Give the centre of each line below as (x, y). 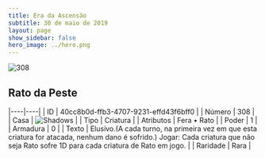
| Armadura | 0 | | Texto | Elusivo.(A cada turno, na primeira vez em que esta (133, 129)
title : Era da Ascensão (48, 15)
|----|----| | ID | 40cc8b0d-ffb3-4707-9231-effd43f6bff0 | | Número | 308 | (132, 111)
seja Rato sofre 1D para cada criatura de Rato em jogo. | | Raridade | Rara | (130, 145)
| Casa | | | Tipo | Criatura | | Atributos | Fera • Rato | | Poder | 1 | (133, 120)
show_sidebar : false (42, 38)
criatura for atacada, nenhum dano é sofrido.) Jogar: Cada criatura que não (132, 137)
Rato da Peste (43, 92)
